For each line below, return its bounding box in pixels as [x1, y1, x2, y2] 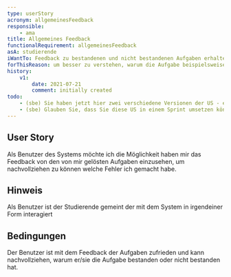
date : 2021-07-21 [32, 81, 81, 88]
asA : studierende [7, 49, 57, 56]
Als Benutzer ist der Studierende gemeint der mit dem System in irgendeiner [7, 203, 223, 211]
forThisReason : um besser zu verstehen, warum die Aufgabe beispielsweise [7, 61, 226, 68]
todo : [7, 94, 23, 101]
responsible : [7, 23, 45, 30]
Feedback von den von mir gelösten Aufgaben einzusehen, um [7, 157, 185, 165]
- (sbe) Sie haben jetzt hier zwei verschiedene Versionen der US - [19, 100, 220, 107]
